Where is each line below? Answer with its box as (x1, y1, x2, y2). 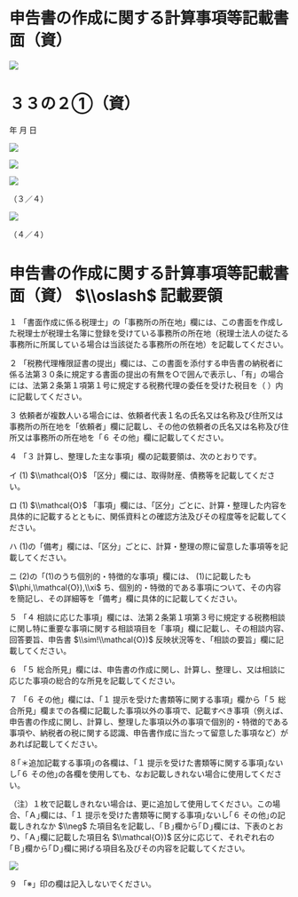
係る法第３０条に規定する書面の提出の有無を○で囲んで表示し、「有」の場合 (9, 369, 285, 379)
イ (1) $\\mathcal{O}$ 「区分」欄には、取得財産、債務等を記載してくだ (9, 470, 268, 480)
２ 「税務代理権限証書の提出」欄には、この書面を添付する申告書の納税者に (9, 357, 284, 369)
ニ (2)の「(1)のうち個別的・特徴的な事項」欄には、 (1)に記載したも (9, 570, 252, 582)
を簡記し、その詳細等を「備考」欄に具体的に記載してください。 (9, 592, 242, 604)
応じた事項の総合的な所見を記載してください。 (9, 675, 180, 686)
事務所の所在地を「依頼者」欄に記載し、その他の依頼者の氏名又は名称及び (9, 421, 281, 432)
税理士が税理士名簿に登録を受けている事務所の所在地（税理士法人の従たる (16, 328, 289, 338)
